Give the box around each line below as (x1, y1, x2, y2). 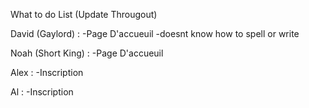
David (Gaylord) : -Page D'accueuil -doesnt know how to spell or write (10, 28, 300, 39)
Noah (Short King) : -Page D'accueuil (10, 47, 164, 59)
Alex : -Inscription (10, 67, 84, 78)
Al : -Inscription (10, 86, 74, 98)
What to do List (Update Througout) (10, 9, 158, 20)
